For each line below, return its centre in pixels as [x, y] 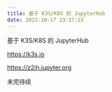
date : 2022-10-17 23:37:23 [45, 20]
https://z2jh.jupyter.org [39, 67]
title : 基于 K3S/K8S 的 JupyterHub [56, 13]
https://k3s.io [26, 54]
